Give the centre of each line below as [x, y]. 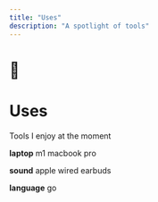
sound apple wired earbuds [60, 170]
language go [33, 188]
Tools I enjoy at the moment [60, 136]
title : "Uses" [36, 17]
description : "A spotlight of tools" [79, 26]
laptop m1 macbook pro [53, 153]
